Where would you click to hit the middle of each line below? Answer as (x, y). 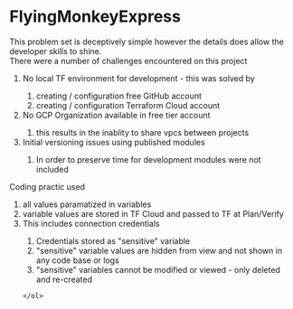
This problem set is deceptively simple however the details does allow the (147, 42)
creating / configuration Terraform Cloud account (128, 105)
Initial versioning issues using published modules (113, 142)
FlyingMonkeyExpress (95, 17)
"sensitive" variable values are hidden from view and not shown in (159, 250)
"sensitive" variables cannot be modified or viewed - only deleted (158, 269)
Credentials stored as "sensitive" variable (113, 240)
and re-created (64, 279)
